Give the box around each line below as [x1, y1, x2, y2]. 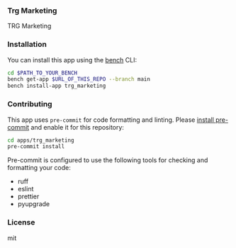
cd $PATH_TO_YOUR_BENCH [7, 69, 78, 77]
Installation [7, 40, 47, 50]
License [7, 218, 35, 227]
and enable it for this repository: [30, 123, 124, 131]
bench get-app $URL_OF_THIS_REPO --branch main [7, 76, 151, 83]
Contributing [7, 99, 52, 109]
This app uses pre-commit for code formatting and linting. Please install [7, 115, 215, 124]
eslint [17, 185, 34, 193]
